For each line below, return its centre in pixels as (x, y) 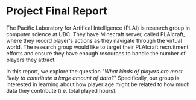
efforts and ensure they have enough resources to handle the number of (96, 53)
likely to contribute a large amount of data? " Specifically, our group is (93, 78)
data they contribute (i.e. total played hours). (62, 90)
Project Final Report (57, 11)
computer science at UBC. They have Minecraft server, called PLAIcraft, (96, 34)
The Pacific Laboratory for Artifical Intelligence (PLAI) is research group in (98, 28)
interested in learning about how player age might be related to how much (98, 84)
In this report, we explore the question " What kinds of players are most (94, 71)
